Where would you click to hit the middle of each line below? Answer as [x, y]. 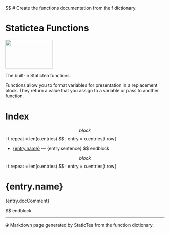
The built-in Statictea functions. [38, 75]
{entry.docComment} [27, 201]
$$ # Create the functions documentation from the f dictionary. [71, 8]
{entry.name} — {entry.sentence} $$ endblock [61, 148]
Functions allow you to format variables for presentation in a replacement [81, 85]
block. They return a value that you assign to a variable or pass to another [82, 90]
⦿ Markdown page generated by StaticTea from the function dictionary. [80, 225]
